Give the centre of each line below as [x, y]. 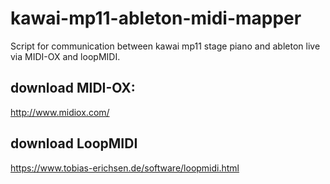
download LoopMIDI [74, 143]
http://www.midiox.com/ [60, 112]
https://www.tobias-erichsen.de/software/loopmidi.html [125, 168]
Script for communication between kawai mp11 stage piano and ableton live [165, 46]
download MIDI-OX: [73, 88]
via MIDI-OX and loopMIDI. [65, 56]
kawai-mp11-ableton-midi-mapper [156, 18]
